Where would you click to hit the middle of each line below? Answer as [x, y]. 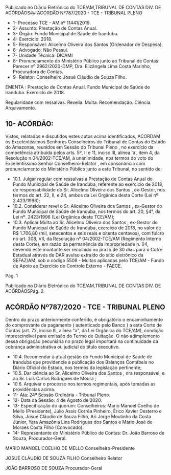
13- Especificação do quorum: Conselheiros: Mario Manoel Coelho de [86, 405]
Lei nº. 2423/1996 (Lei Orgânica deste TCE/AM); [64, 217]
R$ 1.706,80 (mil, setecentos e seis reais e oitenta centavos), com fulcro [88, 233]
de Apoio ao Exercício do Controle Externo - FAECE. [67, 266]
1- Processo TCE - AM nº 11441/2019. [52, 23]
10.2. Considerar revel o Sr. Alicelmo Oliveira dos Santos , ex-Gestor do [87, 206]
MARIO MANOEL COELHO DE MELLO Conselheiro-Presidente [70, 448]
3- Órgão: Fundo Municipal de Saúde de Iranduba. [66, 34]
